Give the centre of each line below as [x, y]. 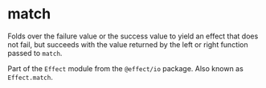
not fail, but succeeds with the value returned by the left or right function [128, 44]
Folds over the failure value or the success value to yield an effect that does [133, 36]
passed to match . [35, 53]
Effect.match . [30, 77]
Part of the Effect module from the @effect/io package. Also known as [126, 68]
